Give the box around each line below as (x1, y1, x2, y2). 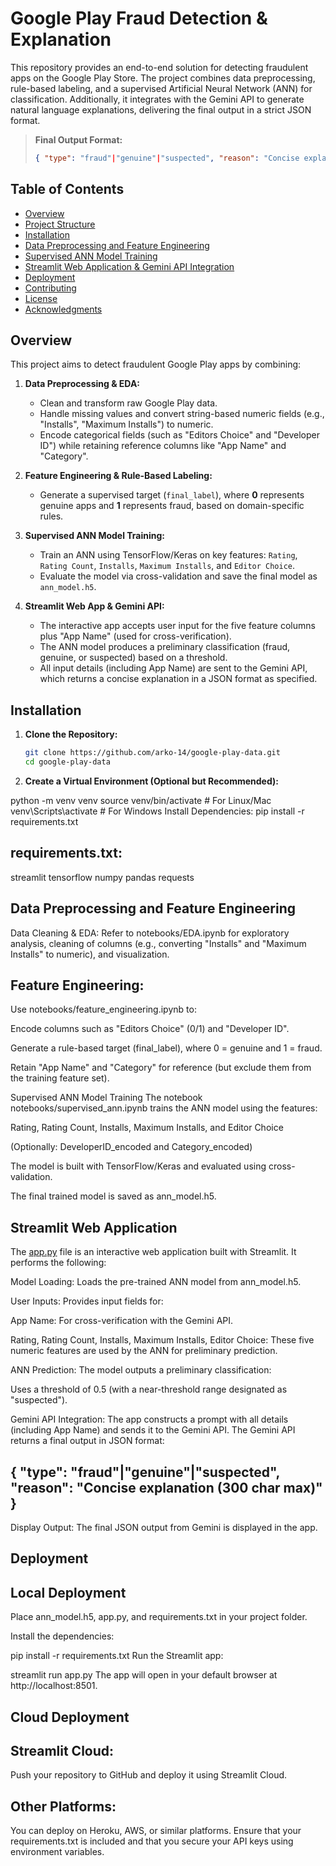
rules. (39, 510, 64, 522)
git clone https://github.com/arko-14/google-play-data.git (24, 748, 281, 758)
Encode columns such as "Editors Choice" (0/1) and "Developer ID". (10, 1023, 290, 1035)
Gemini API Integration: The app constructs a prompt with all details (10, 1413, 289, 1426)
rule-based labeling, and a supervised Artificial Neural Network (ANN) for (10, 82, 313, 94)
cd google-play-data (24, 757, 111, 767)
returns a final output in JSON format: (10, 1435, 165, 1447)
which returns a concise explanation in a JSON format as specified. (39, 673, 318, 685)
